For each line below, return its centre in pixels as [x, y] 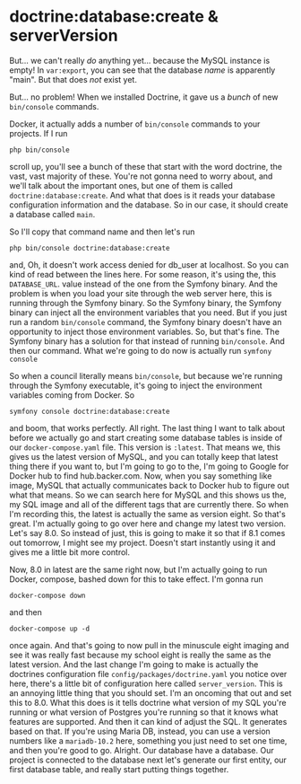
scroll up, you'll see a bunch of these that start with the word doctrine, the [146, 166]
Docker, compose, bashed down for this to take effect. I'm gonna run [137, 579]
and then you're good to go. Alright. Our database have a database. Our [142, 750]
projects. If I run [39, 133]
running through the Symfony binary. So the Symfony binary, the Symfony [146, 303]
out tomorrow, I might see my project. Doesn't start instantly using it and [142, 542]
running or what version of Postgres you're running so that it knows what [144, 712]
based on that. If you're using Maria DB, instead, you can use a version [140, 731]
